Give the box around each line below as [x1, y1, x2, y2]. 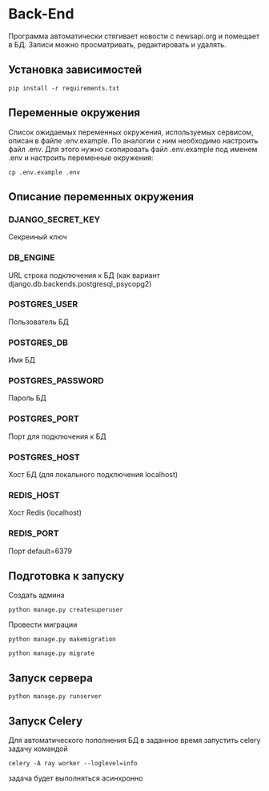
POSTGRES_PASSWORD [8, 375, 104, 387]
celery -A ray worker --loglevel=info [8, 760, 138, 768]
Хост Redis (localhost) [8, 508, 82, 517]
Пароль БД [8, 393, 46, 403]
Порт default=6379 [8, 546, 72, 556]
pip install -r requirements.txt [8, 84, 120, 92]
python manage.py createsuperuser [8, 606, 124, 614]
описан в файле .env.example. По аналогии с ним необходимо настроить [8, 135, 259, 145]
